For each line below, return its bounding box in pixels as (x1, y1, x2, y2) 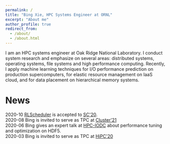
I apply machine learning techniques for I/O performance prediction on (5, 66, 154, 72)
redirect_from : (5, 26, 38, 32)
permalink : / (5, 7, 33, 13)
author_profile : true (5, 21, 51, 27)
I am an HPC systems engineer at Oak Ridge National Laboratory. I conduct (5, 49, 163, 56)
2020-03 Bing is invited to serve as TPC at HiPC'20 (5, 133, 114, 139)
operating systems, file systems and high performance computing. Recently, (5, 61, 165, 67)
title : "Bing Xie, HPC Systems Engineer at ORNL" (5, 12, 113, 17)
